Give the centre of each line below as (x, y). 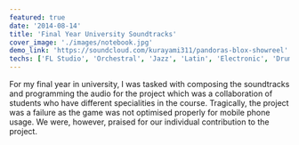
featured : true (37, 17)
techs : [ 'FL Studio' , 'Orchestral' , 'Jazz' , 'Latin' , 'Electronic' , (139, 59)
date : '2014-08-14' (45, 26)
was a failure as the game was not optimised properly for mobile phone (140, 113)
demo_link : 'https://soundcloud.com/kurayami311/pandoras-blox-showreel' (149, 51)
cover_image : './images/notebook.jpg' (81, 42)
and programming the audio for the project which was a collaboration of (141, 93)
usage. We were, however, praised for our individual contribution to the (139, 122)
